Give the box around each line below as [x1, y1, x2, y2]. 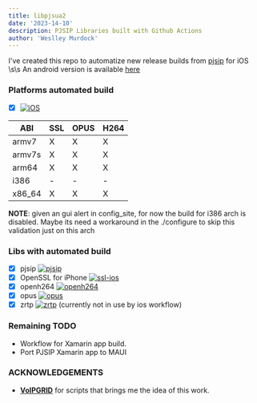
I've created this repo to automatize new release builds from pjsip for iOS [8, 56, 249, 66]
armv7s [12, 149, 42, 160]
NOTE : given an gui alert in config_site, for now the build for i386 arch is [8, 208, 247, 218]
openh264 [19, 282, 54, 292]
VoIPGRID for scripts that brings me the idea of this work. [19, 385, 210, 395]
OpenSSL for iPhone [19, 272, 88, 282]
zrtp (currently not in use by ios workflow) [19, 300, 183, 309]
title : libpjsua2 [8, 11, 66, 20]
